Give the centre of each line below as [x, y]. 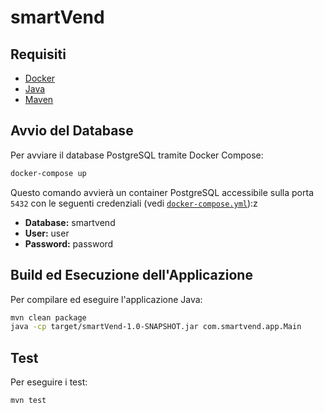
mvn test [28, 401]
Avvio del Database [72, 131]
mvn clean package [48, 317]
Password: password [69, 243]
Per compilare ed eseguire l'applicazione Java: [106, 299]
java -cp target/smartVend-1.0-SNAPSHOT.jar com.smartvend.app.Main [156, 327]
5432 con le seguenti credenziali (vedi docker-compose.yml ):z [134, 203]
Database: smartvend [70, 222]
